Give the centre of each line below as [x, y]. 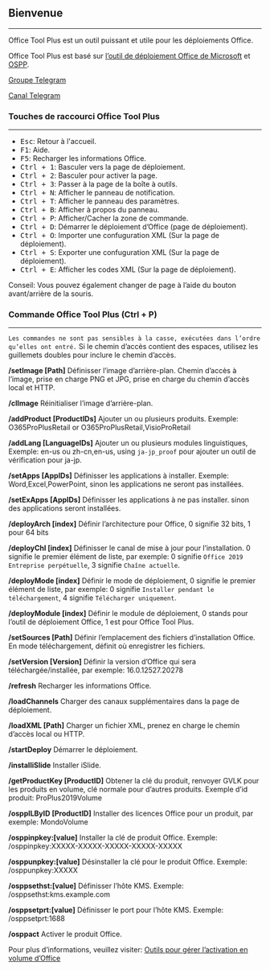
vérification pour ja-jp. [45, 460]
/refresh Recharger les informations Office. [80, 686]
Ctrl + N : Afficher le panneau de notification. [97, 193]
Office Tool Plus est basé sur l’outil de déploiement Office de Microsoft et [129, 55]
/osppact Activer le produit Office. [65, 934]
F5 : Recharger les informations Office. [83, 158]
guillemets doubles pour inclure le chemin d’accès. [92, 355]
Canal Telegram [35, 95]
